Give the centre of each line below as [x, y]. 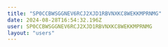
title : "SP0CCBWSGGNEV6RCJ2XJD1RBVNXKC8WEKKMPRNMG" [84, 13]
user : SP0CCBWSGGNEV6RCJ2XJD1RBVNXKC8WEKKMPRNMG [80, 26]
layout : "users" [31, 33]
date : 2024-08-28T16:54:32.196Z [54, 20]
